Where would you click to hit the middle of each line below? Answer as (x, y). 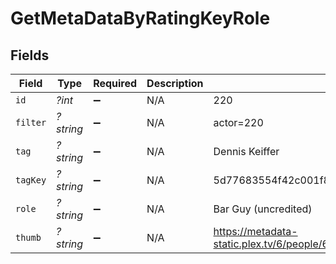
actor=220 (238, 122)
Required (115, 83)
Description (175, 83)
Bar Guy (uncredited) (263, 209)
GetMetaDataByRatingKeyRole (140, 18)
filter (31, 122)
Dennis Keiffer (246, 151)
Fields (30, 55)
